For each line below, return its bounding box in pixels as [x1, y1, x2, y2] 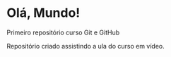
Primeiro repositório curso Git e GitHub [6, 28, 120, 37]
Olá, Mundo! [6, 5, 81, 21]
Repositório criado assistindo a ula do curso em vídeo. [6, 42, 165, 50]
